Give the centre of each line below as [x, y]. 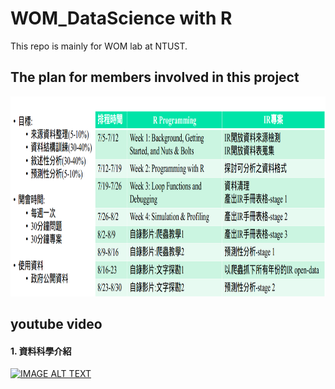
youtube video [56, 324]
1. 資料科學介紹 [41, 351]
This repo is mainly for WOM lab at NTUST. [99, 46]
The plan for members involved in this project [155, 77]
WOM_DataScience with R [121, 18]
